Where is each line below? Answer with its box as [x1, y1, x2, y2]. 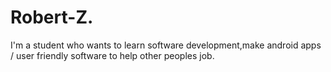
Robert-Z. [10, 6, 94, 29]
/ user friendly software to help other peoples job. [10, 49, 215, 61]
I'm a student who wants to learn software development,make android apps [10, 39, 322, 51]
